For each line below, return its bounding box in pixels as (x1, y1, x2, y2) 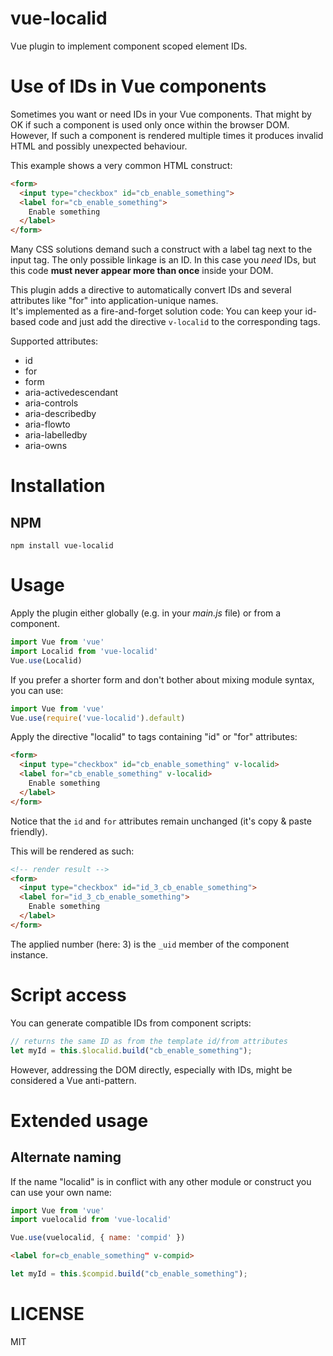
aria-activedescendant (24, 387, 119, 399)
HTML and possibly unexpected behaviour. (10, 140, 188, 152)
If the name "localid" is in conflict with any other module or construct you (10, 1175, 312, 1187)
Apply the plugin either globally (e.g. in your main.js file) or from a (10, 607, 282, 619)
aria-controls (24, 397, 79, 409)
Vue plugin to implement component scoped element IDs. (10, 40, 248, 52)
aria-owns (24, 440, 68, 452)
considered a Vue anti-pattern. (10, 1074, 137, 1086)
